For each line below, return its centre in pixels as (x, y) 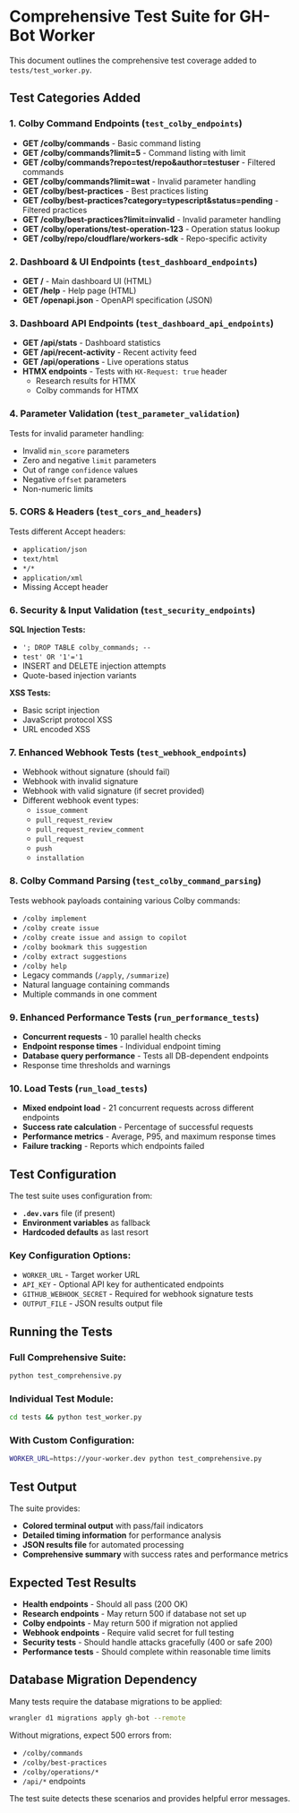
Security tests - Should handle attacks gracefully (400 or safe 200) (147, 1642)
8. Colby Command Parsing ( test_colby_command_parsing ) (135, 881)
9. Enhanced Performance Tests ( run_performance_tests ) (134, 1017)
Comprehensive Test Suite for (123, 17)
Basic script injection (61, 711)
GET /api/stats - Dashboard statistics (91, 343)
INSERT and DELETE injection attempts (94, 666)
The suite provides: (45, 1508)
